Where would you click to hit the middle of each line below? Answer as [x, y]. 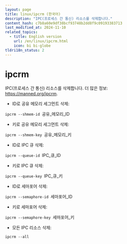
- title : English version [36, 37]
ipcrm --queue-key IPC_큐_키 [34, 176]
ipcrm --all [17, 237]
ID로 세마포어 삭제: [30, 186]
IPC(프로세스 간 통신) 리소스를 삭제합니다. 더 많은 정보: [56, 88]
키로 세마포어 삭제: [30, 207]
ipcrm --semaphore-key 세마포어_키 [40, 217]
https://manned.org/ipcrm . [32, 94]
